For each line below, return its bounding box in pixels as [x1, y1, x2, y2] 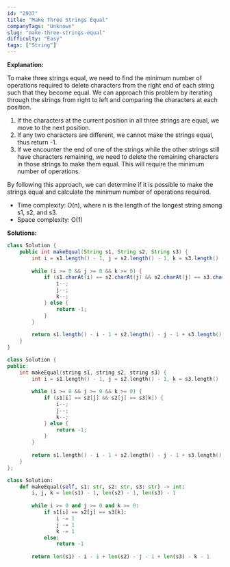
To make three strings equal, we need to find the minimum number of [7, 74, 203, 82]
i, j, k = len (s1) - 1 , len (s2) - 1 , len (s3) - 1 [31, 490, 176, 496]
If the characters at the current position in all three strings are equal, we [16, 116, 220, 124]
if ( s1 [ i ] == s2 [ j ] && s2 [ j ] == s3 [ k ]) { [43, 394, 164, 401]
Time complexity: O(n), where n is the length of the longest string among [16, 201, 222, 209]
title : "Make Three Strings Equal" [7, 16, 109, 23]
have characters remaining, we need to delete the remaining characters [16, 153, 219, 161]
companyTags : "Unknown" [7, 23, 75, 29]
